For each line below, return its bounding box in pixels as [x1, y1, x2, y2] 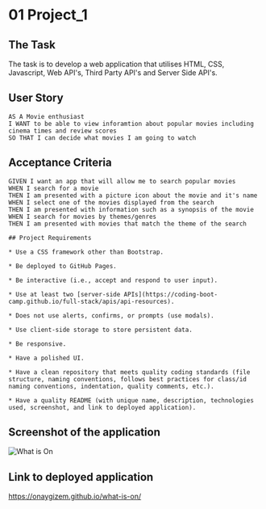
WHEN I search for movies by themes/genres [8, 212, 157, 221]
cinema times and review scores [8, 127, 117, 135]
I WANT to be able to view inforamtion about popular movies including [8, 120, 254, 128]
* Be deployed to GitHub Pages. [8, 262, 117, 270]
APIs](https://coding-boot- [123, 290, 218, 298]
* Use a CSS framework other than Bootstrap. [8, 248, 164, 256]
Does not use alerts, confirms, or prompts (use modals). [15, 311, 215, 320]
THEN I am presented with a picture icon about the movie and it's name [8, 191, 258, 200]
